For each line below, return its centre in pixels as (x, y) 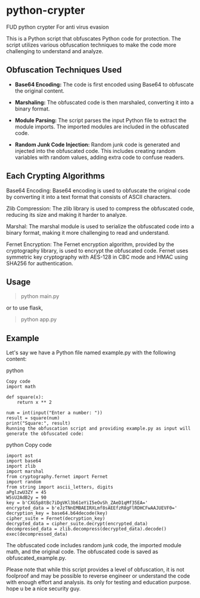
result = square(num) (33, 418)
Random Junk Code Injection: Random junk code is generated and (97, 145)
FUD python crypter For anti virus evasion (58, 27)
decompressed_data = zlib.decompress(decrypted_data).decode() (87, 529)
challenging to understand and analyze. (55, 51)
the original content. (39, 91)
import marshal (25, 472)
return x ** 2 (34, 403)
